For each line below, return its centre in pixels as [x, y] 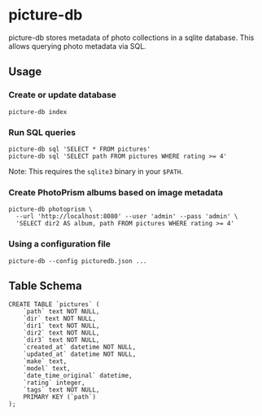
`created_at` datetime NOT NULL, [80, 348]
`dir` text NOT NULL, [59, 319]
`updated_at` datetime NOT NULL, [80, 355]
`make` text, [45, 361]
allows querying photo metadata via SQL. [77, 46]
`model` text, [47, 369]
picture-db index [38, 112]
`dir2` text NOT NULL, [61, 333]
